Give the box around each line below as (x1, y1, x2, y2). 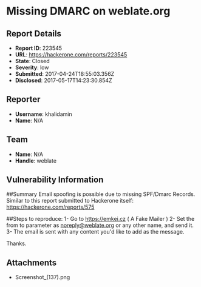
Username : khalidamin (15, 110, 72, 118)
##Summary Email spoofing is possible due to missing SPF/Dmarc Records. (6, 191, 196, 198)
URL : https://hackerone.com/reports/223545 (15, 51, 128, 58)
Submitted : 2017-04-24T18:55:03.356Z (15, 70, 115, 77)
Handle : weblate (15, 157, 56, 164)
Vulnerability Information (6, 175, 104, 185)
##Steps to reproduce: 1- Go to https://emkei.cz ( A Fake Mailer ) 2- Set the (6, 215, 195, 223)
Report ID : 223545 (15, 44, 63, 52)
